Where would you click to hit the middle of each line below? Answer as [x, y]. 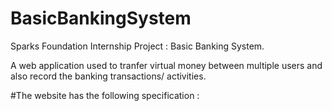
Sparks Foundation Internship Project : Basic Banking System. [137, 46]
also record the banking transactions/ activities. [108, 76]
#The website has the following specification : [105, 95]
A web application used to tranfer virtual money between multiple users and [166, 65]
